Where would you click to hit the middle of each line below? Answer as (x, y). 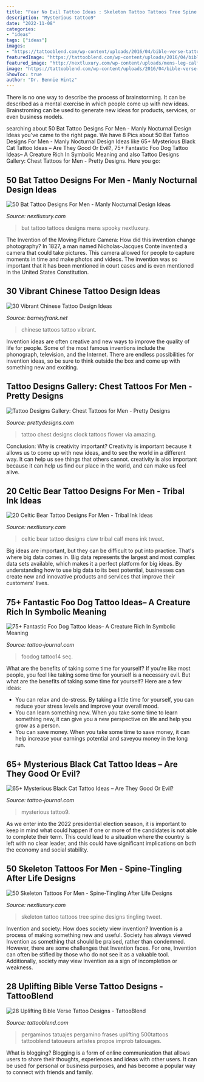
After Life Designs (41, 878)
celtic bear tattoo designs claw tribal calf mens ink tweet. (93, 539)
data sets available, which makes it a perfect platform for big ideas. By (94, 564)
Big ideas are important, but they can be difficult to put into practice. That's (100, 551)
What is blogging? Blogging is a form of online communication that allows (98, 1053)
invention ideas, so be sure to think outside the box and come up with (93, 361)
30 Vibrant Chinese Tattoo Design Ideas (83, 291)
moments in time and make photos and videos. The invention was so (92, 259)
